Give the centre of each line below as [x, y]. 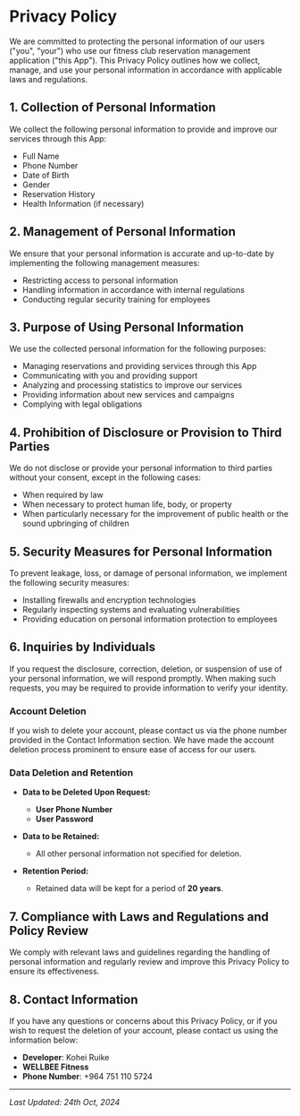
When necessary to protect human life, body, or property [127, 504]
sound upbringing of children [75, 524]
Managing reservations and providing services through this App [139, 366]
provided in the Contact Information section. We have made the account [142, 740]
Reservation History [58, 193]
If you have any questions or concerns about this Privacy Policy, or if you [143, 1021]
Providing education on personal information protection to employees [150, 619]
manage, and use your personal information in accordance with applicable [146, 70]
